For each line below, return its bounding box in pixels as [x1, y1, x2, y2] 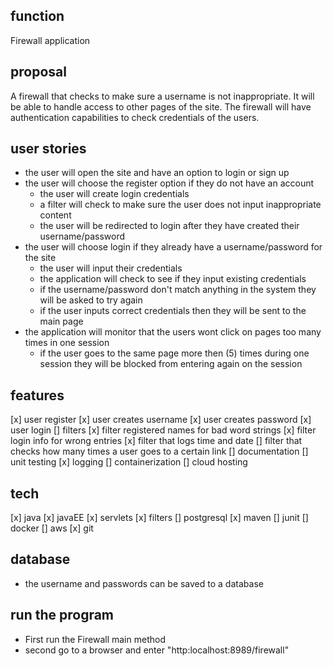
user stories [10, 140, 87, 158]
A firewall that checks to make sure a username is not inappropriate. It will [10, 90, 315, 102]
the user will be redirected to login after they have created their [39, 220, 300, 232]
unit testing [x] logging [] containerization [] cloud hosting [10, 456, 248, 468]
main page [39, 315, 84, 328]
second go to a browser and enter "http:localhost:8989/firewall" [24, 644, 290, 656]
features [10, 387, 65, 404]
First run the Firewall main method [24, 633, 166, 645]
